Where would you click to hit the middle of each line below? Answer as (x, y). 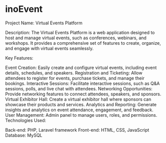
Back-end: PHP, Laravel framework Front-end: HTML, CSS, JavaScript (77, 130)
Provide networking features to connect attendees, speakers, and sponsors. (83, 94)
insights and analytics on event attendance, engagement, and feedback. (79, 110)
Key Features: (19, 58)
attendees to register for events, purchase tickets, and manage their (75, 78)
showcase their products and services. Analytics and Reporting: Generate (81, 104)
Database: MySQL (24, 135)
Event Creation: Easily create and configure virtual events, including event (81, 68)
